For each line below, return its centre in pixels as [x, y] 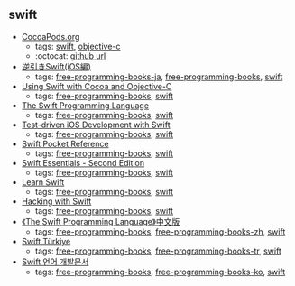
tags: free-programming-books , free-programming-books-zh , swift [160, 231]
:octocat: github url [70, 55]
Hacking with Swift [56, 201]
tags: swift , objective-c [78, 46]
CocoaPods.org [51, 36]
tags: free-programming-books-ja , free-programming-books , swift [159, 77]
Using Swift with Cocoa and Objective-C [97, 86]
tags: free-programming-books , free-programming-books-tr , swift [158, 251]
